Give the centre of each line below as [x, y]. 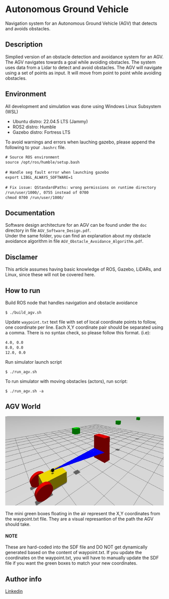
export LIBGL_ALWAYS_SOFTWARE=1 [39, 177]
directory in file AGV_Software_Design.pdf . [48, 230]
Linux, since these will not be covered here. [50, 275]
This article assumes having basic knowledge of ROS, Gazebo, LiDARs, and [83, 269]
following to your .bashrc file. [36, 147]
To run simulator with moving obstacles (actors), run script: [67, 381]
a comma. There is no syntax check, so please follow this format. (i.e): [78, 333]
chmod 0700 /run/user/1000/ [35, 197]
